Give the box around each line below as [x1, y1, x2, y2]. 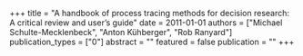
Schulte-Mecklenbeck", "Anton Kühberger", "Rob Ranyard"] [9, 27, 233, 37]
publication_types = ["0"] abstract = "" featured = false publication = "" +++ [9, 36, 295, 47]
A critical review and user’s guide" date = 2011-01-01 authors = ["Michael [9, 17, 283, 28]
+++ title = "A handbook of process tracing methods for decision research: [9, 8, 289, 18]
